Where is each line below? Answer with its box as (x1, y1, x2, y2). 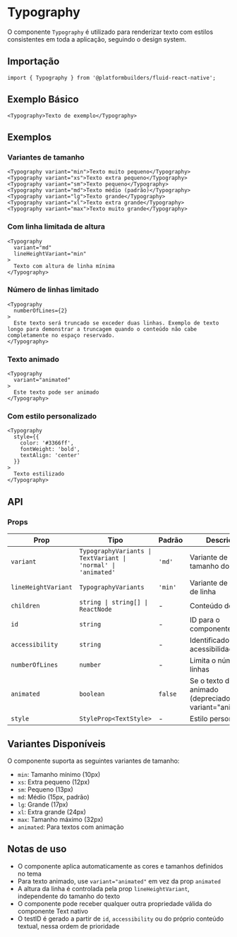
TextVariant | (79, 555, 127, 562)
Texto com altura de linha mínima (13, 262, 115, 270)
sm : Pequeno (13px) (17, 785, 74, 794)
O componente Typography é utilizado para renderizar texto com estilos (7, 28, 214, 36)
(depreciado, (189, 694, 233, 703)
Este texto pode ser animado (13, 389, 99, 396)
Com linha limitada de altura (7, 222, 106, 231)
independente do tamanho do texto (17, 892, 121, 900)
